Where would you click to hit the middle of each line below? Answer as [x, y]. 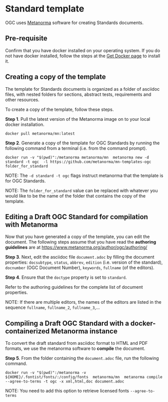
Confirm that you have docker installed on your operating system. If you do [83, 50]
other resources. [22, 99]
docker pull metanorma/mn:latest [40, 133]
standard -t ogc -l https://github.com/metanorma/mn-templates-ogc [78, 162]
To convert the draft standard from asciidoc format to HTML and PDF [76, 343]
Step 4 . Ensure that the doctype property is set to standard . [66, 277]
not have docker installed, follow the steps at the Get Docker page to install [83, 56]
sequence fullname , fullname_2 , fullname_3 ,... [53, 308]
